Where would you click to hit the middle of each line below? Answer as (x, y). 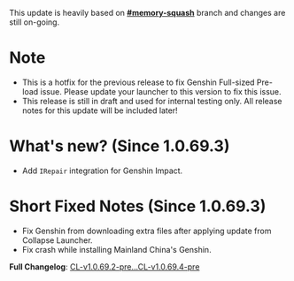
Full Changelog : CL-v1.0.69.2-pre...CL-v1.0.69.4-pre (104, 266)
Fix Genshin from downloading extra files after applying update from (147, 231)
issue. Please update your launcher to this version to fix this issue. (161, 91)
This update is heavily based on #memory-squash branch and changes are (147, 13)
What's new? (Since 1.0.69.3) (120, 146)
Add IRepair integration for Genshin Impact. (102, 171)
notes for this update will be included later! (100, 110)
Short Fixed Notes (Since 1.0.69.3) (138, 206)
